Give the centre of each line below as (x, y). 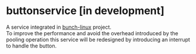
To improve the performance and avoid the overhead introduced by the (92, 33)
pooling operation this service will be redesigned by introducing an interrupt (98, 39)
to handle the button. (31, 46)
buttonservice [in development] (85, 11)
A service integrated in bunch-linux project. (59, 27)
